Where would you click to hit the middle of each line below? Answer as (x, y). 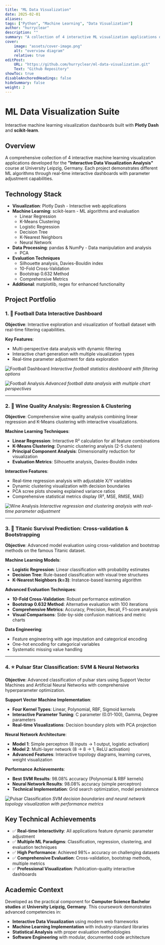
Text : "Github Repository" (41, 69)
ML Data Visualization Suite (62, 112)
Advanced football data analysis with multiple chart (98, 383)
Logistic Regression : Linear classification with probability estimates (81, 570)
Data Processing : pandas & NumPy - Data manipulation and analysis (82, 248)
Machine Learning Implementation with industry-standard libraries (80, 927)
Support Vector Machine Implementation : (48, 700)
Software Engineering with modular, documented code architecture (81, 937)
